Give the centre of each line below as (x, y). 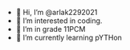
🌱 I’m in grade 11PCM (51, 29)
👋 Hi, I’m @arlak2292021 (57, 12)
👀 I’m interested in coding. (59, 21)
